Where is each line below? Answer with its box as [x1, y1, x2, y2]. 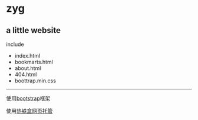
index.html [14, 52, 41, 59]
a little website [6, 25, 61, 35]
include [6, 41, 25, 48]
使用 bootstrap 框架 [6, 95, 51, 102]
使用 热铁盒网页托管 [6, 108, 53, 114]
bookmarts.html [14, 58, 53, 65]
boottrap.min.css [14, 77, 56, 84]
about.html [14, 65, 41, 72]
